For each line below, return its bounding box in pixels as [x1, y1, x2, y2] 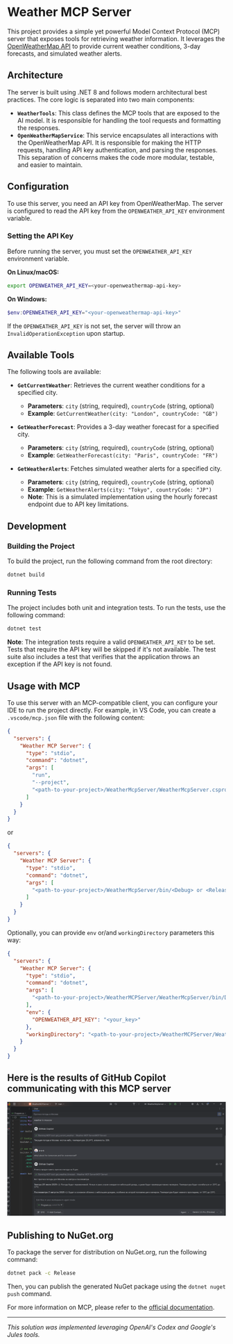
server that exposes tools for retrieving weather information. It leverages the [7, 34, 225, 42]
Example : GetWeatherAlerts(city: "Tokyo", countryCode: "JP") [27, 485, 212, 494]
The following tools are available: [7, 368, 102, 376]
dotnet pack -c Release [7, 1270, 76, 1277]
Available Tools [7, 349, 75, 361]
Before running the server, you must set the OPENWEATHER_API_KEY [7, 247, 192, 255]
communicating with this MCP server [7, 1083, 171, 1095]
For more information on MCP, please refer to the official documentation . [7, 1303, 215, 1311]
